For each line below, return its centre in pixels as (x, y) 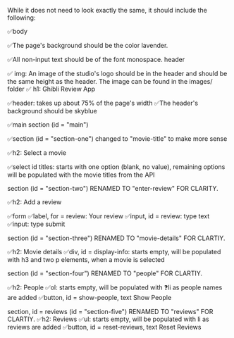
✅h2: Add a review (35, 202)
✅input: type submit (36, 224)
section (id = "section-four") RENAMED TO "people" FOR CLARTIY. (105, 273)
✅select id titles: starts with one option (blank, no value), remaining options (116, 167)
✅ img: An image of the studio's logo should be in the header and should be (117, 74)
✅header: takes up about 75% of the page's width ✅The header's (103, 103)
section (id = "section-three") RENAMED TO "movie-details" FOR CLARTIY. (116, 238)
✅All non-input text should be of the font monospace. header (96, 60)
